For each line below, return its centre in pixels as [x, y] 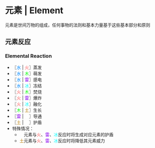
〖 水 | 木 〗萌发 [27, 73]
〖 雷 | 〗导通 [27, 116]
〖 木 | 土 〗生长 [27, 110]
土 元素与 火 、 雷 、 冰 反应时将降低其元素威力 [62, 141]
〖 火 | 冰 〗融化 [27, 104]
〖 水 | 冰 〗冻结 [27, 85]
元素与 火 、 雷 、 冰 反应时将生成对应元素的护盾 [68, 134]
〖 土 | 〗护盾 [27, 122]
